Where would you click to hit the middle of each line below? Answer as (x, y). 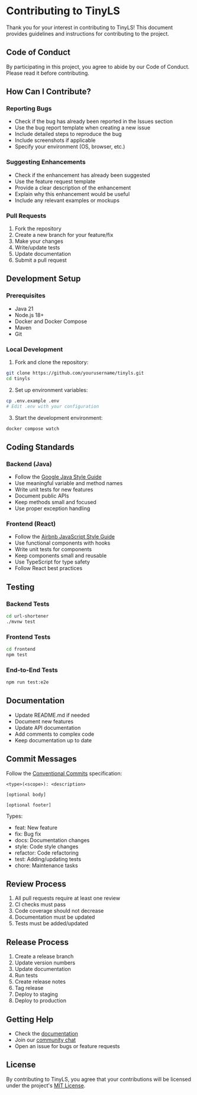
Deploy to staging (36, 994)
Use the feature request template (55, 181)
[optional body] (26, 795)
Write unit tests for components (53, 549)
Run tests (26, 976)
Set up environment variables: (51, 390)
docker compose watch (33, 429)
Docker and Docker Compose (51, 321)
